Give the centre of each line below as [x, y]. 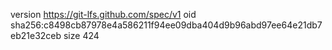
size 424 [81, 35]
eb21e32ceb [36, 35]
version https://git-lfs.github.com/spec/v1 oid [103, 14]
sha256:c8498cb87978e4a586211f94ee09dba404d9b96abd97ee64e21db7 [166, 25]
